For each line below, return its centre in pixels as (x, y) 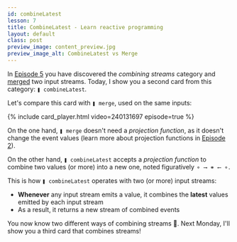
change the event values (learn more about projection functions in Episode (116, 138)
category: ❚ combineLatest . (47, 89)
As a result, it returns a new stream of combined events (99, 209)
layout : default (31, 34)
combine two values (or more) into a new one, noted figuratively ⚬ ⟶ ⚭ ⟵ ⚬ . (119, 167)
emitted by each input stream (61, 202)
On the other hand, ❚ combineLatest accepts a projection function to (107, 159)
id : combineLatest (34, 14)
